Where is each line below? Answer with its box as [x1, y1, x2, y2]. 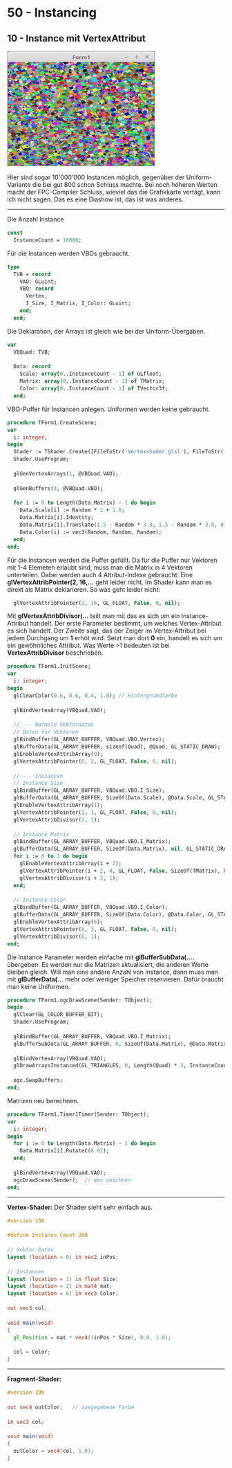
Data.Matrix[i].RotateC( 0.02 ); [19, 1148, 110, 1154]
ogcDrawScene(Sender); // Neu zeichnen [13, 1177, 131, 1184]
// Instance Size [13, 780, 64, 787]
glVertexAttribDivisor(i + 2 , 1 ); [19, 874, 119, 882]
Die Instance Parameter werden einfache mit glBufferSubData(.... [7, 953, 195, 961]
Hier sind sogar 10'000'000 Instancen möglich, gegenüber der [7, 173, 185, 181]
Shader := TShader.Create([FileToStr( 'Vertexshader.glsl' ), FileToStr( [13, 448, 224, 455]
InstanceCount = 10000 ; [13, 237, 81, 244]
